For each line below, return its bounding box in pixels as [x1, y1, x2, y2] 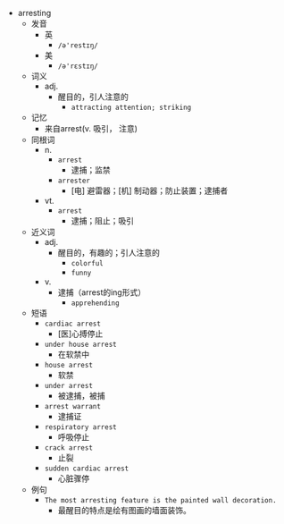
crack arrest [44, 444, 94, 452]
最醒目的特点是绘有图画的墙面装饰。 [57, 505, 192, 515]
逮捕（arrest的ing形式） [57, 287, 146, 298]
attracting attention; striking [71, 103, 192, 112]
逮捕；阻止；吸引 [71, 216, 134, 226]
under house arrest [44, 340, 118, 349]
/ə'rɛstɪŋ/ [57, 62, 98, 71]
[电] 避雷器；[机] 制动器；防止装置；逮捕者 [71, 185, 229, 196]
